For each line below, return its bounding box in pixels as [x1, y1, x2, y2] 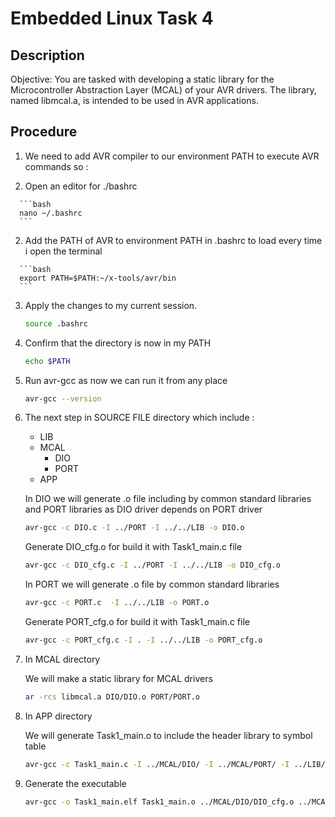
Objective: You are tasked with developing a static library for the [10, 73, 275, 85]
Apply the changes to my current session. [24, 299, 198, 311]
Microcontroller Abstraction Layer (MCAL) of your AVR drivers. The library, [10, 84, 317, 96]
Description [10, 47, 85, 64]
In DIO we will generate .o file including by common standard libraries [24, 493, 312, 505]
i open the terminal [24, 245, 103, 257]
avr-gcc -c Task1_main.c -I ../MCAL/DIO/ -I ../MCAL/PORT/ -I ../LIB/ [24, 759, 326, 769]
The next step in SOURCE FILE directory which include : [24, 412, 255, 424]
